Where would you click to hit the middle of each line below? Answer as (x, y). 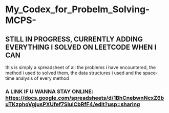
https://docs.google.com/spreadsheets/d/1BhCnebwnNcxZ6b (85, 98)
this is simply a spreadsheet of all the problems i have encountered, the (81, 67)
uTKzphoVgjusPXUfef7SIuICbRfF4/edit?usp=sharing (73, 104)
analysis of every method (42, 78)
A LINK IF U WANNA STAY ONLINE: (49, 92)
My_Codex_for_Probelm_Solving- (78, 9)
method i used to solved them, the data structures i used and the (73, 73)
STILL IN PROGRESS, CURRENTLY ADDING (74, 39)
